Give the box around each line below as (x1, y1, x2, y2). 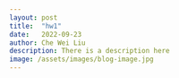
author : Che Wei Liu (9, 38, 87, 48)
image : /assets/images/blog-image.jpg (9, 55, 154, 64)
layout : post (9, 13, 58, 22)
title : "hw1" (9, 22, 63, 30)
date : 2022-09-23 (9, 30, 82, 39)
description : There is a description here (9, 47, 170, 56)
